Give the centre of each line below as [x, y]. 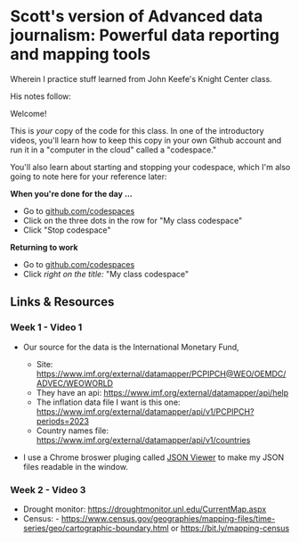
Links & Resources [62, 302]
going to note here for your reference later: [89, 177]
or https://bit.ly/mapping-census [230, 528]
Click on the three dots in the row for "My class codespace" [133, 220]
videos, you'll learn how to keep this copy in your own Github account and [146, 140]
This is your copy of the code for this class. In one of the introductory [137, 130]
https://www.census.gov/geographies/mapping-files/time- [168, 518]
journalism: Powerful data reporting [145, 35]
